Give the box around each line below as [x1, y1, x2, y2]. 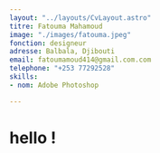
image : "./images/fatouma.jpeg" [9, 30, 131, 39]
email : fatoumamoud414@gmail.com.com [9, 55, 152, 64]
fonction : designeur [9, 38, 88, 48]
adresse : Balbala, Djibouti [9, 47, 116, 56]
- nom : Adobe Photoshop [9, 81, 99, 90]
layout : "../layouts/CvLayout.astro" [9, 13, 152, 23]
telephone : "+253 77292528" [9, 64, 116, 73]
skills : [9, 72, 39, 81]
